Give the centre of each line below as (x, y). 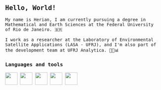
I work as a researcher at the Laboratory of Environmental (80, 40)
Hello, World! (31, 8)
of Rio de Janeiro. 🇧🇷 (34, 29)
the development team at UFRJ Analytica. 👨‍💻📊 (62, 50)
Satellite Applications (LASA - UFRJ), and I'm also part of (81, 45)
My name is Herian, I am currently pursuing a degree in (76, 20)
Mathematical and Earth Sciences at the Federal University (80, 24)
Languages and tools (34, 65)
